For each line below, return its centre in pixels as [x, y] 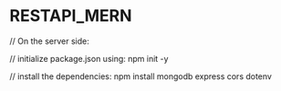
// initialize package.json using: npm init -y [89, 58]
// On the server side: [49, 41]
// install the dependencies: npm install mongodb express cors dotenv [140, 76]
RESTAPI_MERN [71, 16]
